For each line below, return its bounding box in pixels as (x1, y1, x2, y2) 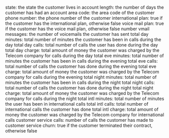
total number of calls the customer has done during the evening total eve (5, 63, 156, 69)
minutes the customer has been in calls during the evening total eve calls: (5, 58, 158, 64)
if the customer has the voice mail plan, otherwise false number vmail (5, 26, 150, 32)
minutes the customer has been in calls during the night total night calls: (5, 79, 155, 85)
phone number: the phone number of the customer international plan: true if (5, 15, 163, 21)
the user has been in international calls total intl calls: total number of (5, 101, 149, 107)
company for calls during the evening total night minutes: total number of (5, 74, 157, 80)
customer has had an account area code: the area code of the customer (5, 10, 155, 16)
